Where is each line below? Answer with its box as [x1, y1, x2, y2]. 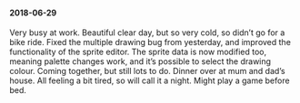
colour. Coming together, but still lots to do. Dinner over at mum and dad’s [9, 66, 285, 77]
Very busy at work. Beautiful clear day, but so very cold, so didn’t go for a [9, 27, 285, 38]
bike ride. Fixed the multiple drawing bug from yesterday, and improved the [9, 37, 291, 48]
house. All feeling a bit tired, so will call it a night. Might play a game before [9, 75, 290, 86]
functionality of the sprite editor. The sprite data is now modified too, [9, 46, 267, 58]
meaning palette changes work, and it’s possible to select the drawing [9, 56, 271, 67]
